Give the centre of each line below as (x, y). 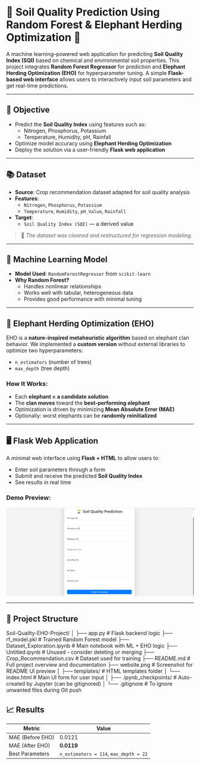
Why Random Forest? (42, 280)
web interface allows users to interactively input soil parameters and (107, 79)
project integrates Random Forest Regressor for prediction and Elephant (96, 66)
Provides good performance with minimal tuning (83, 299)
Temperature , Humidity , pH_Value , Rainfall (75, 211)
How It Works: (27, 384)
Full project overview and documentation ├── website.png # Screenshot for (100, 665)
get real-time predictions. (37, 85)
